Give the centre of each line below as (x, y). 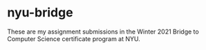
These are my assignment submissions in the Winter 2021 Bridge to (103, 32)
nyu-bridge (40, 13)
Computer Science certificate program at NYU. (74, 38)
